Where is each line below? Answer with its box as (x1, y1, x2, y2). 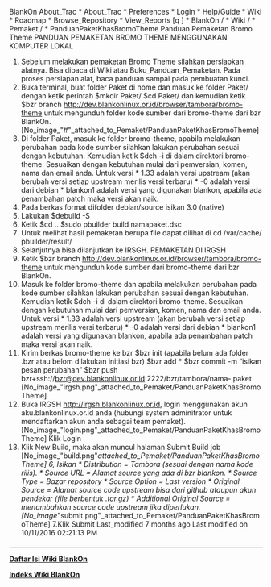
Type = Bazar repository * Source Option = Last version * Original (20, 477, 240, 486)
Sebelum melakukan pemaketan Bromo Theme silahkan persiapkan (20, 56, 244, 66)
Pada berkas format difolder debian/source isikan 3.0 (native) (20, 202, 224, 212)
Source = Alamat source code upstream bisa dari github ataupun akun (20, 485, 257, 494)
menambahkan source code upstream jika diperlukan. (20, 502, 201, 511)
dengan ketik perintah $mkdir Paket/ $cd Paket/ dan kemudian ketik (20, 91, 246, 100)
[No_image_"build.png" (20, 451, 99, 460)
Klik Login (48, 434, 81, 443)
